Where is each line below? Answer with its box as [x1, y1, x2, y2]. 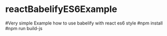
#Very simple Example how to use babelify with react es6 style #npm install [5, 20, 163, 26]
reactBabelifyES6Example [5, 3, 117, 15]
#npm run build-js [5, 25, 43, 31]
